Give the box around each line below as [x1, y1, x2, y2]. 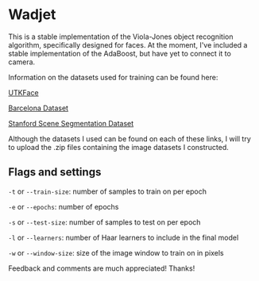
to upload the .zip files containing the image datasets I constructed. [8, 142, 229, 152]
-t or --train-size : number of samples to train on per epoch [8, 187, 207, 196]
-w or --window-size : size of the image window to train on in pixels [8, 248, 224, 257]
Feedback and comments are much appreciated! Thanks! [8, 264, 195, 273]
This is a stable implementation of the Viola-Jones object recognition [8, 32, 234, 41]
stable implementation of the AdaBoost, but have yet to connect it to [8, 48, 232, 58]
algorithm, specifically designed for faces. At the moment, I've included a [8, 40, 248, 49]
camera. [8, 57, 36, 67]
